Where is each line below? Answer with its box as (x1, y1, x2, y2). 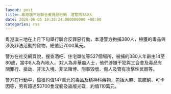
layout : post (5, 7, 33, 13)
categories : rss (5, 21, 40, 27)
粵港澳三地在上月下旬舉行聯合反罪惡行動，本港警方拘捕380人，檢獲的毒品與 (5, 36, 166, 42)
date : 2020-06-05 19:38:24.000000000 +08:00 (5, 17, 102, 22)
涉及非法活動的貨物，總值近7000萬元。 (5, 43, 88, 49)
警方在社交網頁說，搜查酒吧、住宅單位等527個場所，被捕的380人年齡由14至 (5, 53, 165, 59)
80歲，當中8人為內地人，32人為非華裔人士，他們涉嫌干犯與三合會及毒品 (5, 59, 158, 66)
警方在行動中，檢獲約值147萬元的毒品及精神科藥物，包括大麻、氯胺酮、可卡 (5, 77, 165, 83)
